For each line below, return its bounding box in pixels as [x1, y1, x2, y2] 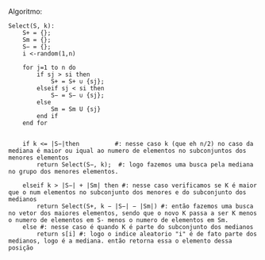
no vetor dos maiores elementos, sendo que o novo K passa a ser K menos [8, 209, 258, 217]
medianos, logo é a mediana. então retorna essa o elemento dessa [8, 237, 232, 245]
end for [22, 119, 48, 127]
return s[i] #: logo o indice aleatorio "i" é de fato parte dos [36, 230, 258, 238]
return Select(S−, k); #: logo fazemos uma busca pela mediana [36, 161, 254, 169]
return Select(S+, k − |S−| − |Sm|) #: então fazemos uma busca [36, 202, 254, 210]
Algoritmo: [8, 7, 43, 16]
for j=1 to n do [22, 63, 77, 71]
